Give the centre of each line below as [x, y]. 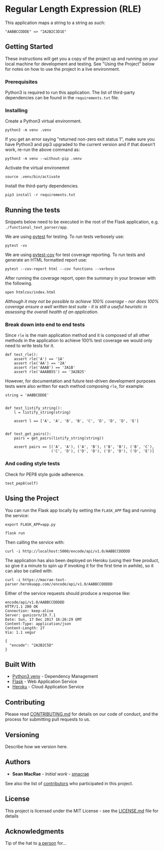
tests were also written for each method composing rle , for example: [75, 386]
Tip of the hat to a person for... [36, 843]
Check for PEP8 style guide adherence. [45, 474]
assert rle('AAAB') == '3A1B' [45, 368]
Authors [18, 762]
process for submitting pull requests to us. [48, 719]
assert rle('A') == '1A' [39, 359]
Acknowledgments [35, 832]
